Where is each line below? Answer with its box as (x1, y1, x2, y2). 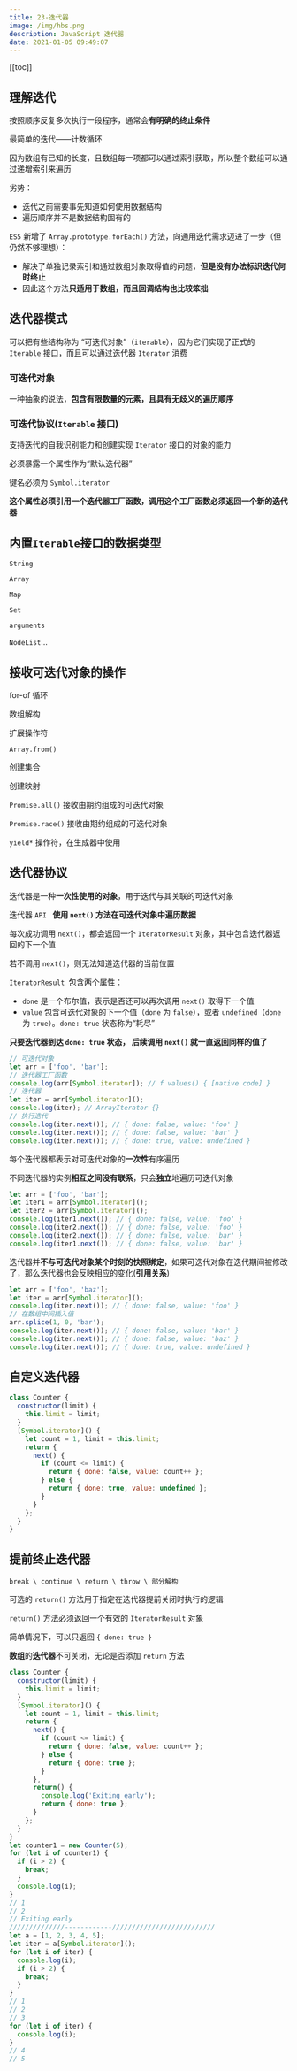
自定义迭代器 (9, 1369, 80, 1385)
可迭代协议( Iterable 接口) (9, 418, 119, 430)
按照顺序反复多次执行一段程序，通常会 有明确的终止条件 (9, 115, 210, 126)
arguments (9, 621, 46, 631)
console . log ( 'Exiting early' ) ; (41, 1791, 156, 1800)
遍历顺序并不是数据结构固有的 (21, 212, 131, 223)
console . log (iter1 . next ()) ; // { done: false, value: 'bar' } (9, 1239, 243, 1248)
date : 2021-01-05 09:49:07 (9, 37, 109, 47)
